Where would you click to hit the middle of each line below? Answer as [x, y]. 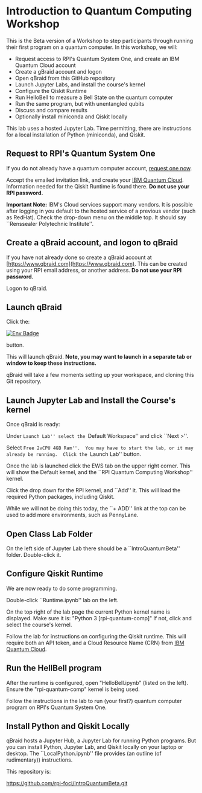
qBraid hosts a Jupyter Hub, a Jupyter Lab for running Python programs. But [101, 740]
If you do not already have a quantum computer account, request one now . [99, 168]
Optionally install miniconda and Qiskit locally [71, 117]
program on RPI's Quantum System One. [57, 707]
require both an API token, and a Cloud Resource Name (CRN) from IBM [95, 643]
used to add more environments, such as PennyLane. [72, 515]
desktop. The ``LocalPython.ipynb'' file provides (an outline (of [84, 754]
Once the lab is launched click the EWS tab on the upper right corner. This [99, 466]
